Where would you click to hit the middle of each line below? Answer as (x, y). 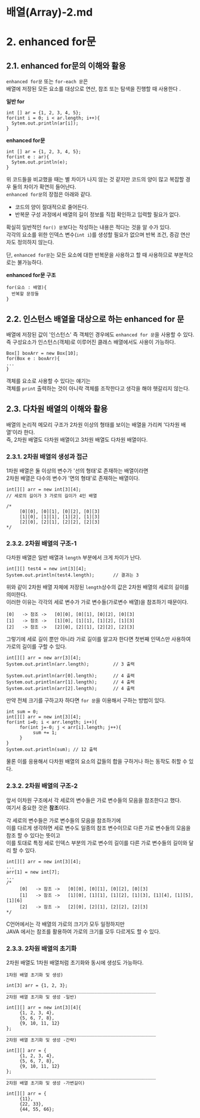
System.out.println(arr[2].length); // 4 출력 (71, 689)
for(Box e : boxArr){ (33, 359)
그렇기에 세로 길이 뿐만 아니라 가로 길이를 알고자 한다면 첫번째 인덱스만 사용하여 (99, 639)
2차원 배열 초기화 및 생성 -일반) (41, 997)
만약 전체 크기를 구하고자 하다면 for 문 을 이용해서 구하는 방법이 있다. (86, 700)
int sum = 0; (22, 712)
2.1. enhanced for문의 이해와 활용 (66, 66)
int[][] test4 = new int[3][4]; (46, 569)
